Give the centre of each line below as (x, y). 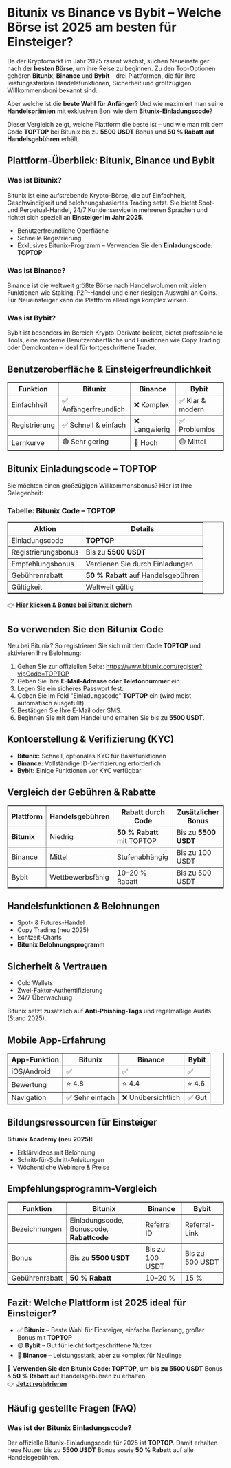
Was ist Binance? (36, 270)
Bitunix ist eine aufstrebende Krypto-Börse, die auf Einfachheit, (97, 195)
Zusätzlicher (198, 812)
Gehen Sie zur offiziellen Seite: (60, 666)
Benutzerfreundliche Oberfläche (63, 230)
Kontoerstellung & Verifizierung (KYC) (90, 740)
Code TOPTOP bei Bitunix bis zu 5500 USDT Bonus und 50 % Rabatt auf (111, 132)
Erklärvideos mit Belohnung (56, 1152)
